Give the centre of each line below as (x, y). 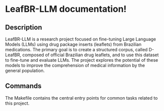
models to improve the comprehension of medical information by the (75, 65)
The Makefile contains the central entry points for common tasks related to (82, 98)
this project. (17, 103)
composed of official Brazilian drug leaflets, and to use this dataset (90, 55)
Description (24, 27)
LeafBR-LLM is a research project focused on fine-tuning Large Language (81, 39)
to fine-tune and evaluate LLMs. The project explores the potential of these (82, 60)
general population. (25, 71)
